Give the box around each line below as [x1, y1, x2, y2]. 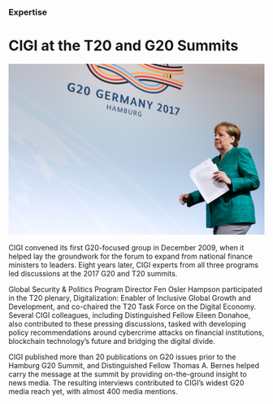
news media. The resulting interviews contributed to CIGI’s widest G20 [8, 377, 245, 388]
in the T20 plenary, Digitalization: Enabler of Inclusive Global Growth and [8, 293, 252, 302]
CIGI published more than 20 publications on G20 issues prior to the [8, 352, 236, 362]
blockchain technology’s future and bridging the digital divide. [8, 336, 215, 345]
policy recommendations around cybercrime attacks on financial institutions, [8, 328, 265, 337]
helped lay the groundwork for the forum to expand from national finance [8, 251, 253, 261]
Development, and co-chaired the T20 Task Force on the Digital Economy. [8, 302, 257, 311]
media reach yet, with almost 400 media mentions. [8, 386, 178, 396]
